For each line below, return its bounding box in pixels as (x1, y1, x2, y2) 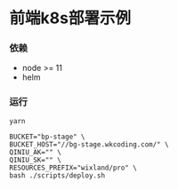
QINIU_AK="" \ (9, 147, 62, 156)
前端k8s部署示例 (9, 8, 132, 28)
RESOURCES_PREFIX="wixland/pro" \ (9, 163, 138, 172)
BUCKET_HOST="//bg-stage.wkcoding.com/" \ (9, 139, 169, 149)
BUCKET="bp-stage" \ (9, 132, 86, 141)
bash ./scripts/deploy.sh (9, 170, 105, 180)
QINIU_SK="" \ (9, 155, 62, 164)
